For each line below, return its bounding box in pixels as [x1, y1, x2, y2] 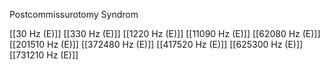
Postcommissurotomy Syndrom [9, 9, 139, 20]
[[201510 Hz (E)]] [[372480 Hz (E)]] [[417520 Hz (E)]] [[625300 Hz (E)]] [9, 39, 304, 50]
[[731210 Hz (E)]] [9, 49, 79, 61]
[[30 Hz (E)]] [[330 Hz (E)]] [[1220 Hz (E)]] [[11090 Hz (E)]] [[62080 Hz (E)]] [9, 28, 321, 39]
